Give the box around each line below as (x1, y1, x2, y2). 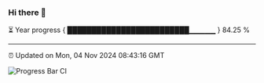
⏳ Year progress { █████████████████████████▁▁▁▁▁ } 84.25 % (8, 25, 250, 34)
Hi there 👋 (8, 7, 47, 18)
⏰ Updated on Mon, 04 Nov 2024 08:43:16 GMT (8, 51, 165, 60)
